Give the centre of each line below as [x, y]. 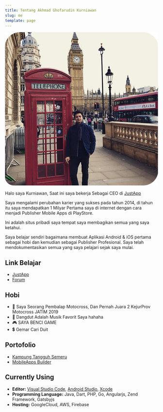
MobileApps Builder [32, 362]
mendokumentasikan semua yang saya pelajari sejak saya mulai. [70, 248]
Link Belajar [23, 263]
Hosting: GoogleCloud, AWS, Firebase [50, 404]
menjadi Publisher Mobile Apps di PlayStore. [49, 213]
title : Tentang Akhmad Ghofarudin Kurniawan [51, 10]
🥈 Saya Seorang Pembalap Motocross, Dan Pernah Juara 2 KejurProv [81, 307]
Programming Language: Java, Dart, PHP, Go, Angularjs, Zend [75, 394]
